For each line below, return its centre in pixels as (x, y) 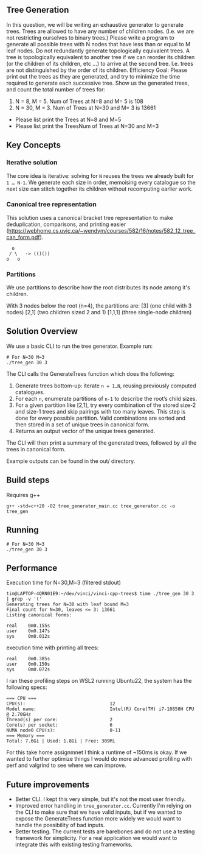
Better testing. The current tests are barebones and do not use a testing (105, 831)
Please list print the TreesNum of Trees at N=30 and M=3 (87, 126)
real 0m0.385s (28, 659)
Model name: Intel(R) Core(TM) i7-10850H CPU (100, 709)
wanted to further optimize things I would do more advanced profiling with (99, 759)
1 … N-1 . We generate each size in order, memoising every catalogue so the (101, 182)
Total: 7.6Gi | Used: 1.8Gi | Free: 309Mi (61, 741)
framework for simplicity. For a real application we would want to (96, 838)
